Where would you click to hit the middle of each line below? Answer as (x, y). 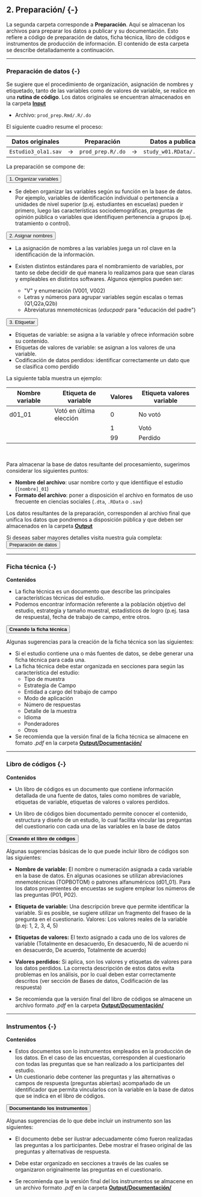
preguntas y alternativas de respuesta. (63, 1152)
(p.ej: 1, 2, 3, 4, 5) (36, 925)
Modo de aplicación (48, 698)
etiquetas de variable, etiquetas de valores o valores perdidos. (92, 802)
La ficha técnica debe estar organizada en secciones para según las (99, 666)
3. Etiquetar (22, 322)
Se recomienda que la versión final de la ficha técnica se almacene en (102, 737)
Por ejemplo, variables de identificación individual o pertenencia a (96, 198)
